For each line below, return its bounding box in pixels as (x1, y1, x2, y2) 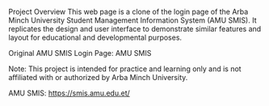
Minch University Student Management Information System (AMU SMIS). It (8, 15, 257, 25)
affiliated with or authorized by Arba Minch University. (8, 73, 188, 82)
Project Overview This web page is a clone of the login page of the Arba (8, 7, 249, 16)
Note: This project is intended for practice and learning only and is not (8, 64, 242, 74)
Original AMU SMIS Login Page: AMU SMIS (8, 49, 152, 57)
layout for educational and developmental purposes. (8, 32, 183, 42)
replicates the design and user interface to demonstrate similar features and (8, 24, 262, 33)
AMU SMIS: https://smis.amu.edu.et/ (8, 88, 131, 98)
